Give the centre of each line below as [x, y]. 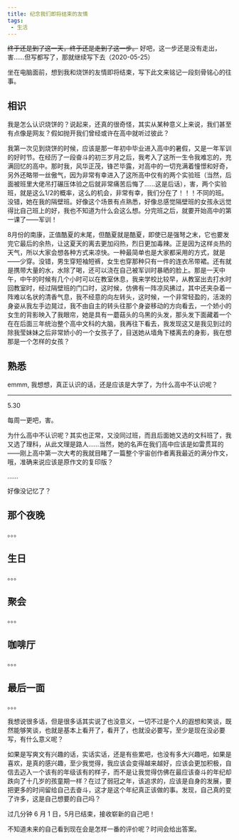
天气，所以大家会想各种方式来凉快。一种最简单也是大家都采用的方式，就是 [116, 253]
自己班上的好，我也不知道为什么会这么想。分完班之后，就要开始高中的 [122, 211]
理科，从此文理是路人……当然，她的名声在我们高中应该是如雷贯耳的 [125, 444]
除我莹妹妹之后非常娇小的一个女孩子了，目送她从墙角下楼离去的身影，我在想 [119, 332]
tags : [15, 21]
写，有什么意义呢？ [36, 739]
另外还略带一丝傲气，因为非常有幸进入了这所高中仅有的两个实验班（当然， [116, 175]
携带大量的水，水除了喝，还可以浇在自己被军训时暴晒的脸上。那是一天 [116, 271]
